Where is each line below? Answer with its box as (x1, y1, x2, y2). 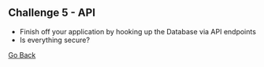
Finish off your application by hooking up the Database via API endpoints (19, 26, 256, 36)
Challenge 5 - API (8, 6, 96, 19)
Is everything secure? (19, 35, 91, 44)
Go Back (8, 50, 36, 59)
